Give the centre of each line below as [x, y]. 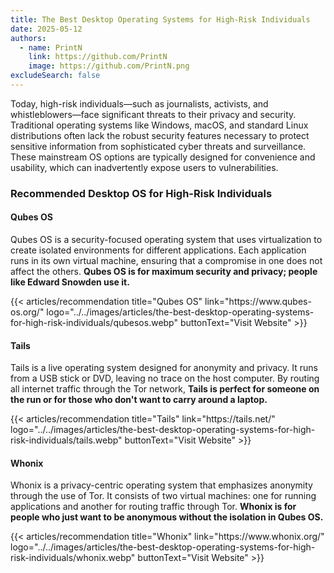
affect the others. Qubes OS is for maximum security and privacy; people [164, 271]
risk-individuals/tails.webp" [66, 440]
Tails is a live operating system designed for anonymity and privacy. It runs [164, 368]
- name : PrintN [51, 47]
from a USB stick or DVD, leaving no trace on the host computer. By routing [165, 378]
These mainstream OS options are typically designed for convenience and [163, 157]
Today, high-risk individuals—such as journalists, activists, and [139, 103]
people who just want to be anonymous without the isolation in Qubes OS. [167, 517]
